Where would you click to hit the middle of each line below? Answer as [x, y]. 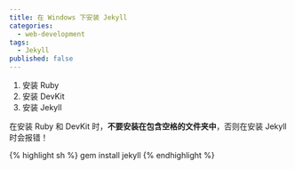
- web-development [52, 34]
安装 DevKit [43, 96]
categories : [31, 26]
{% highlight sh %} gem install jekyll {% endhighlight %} [112, 155]
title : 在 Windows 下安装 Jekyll [68, 17]
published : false [41, 59]
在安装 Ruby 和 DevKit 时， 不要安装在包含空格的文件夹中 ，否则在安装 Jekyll [148, 126]
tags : [19, 42]
